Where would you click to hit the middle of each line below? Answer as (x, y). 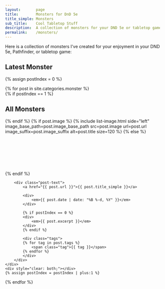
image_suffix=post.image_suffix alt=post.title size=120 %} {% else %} (76, 131)
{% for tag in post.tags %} (51, 243)
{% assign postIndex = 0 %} (34, 79)
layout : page (25, 10)
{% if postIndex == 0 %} (48, 213)
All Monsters (25, 109)
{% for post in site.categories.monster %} (47, 88)
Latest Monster (29, 67)
